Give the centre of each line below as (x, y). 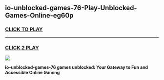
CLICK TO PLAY (24, 30)
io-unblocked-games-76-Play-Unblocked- (71, 8)
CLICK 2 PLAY (22, 48)
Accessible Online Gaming (32, 72)
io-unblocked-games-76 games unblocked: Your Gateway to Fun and (77, 67)
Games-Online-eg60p (40, 16)
